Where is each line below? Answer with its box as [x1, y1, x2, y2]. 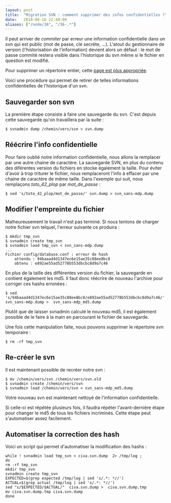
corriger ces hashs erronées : [5, 280, 68, 287]
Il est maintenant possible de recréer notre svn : [5, 366, 105, 373]
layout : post [5, 7, 33, 13]
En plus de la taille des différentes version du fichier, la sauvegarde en [5, 270, 152, 276]
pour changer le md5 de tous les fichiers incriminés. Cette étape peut [5, 410, 151, 416]
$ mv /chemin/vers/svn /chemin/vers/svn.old [5, 377, 101, 382]
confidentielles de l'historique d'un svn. [5, 83, 88, 89]
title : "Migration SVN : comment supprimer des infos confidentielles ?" [5, 12, 167, 17]
